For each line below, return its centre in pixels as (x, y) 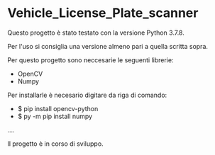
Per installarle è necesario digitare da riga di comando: (87, 95)
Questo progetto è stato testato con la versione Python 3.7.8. (96, 33)
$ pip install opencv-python (58, 108)
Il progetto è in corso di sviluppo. (56, 144)
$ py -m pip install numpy (55, 116)
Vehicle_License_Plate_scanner (103, 13)
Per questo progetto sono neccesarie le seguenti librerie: (90, 60)
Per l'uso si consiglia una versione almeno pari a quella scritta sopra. (107, 46)
